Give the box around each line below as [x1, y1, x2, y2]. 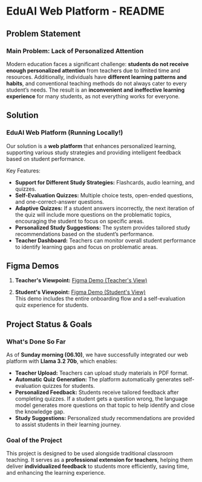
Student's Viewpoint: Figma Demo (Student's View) [15, 288, 146, 296]
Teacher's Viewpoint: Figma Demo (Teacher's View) [15, 277, 148, 284]
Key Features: [6, 167, 41, 174]
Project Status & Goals [6, 319, 93, 329]
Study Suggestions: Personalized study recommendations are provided [15, 415, 195, 422]
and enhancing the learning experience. [6, 469, 106, 477]
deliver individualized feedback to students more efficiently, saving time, [6, 463, 189, 470]
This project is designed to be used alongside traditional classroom [6, 450, 174, 457]
